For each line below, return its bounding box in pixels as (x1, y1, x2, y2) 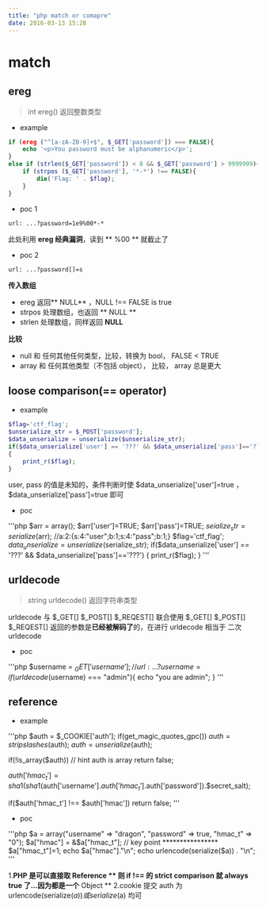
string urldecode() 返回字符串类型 (27, 595, 138, 605)
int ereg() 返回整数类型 (27, 106, 102, 116)
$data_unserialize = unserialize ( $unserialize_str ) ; (8, 436, 186, 444)
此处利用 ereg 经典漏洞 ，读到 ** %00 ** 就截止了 (8, 234, 169, 244)
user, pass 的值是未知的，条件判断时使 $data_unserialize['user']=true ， (8, 480, 244, 490)
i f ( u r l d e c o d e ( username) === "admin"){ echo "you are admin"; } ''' (8, 672, 224, 682)
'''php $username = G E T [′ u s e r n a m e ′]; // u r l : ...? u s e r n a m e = (8, 662, 201, 673)
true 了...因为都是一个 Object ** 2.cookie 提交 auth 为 (8, 881, 183, 890)
